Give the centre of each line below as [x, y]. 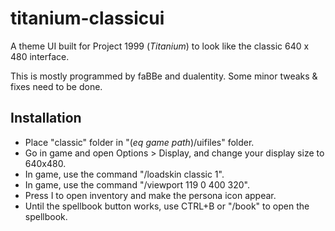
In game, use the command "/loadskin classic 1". [124, 174]
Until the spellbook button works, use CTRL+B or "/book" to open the [167, 206]
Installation [46, 118]
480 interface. [40, 56]
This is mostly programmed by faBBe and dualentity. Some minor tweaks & [164, 76]
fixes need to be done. [56, 86]
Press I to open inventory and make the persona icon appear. [150, 195]
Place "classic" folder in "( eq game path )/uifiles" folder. [139, 142]
